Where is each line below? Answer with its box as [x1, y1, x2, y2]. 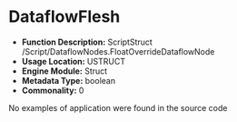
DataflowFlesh [8, 6, 121, 27]
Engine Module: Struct [21, 66, 108, 76]
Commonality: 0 [21, 85, 84, 96]
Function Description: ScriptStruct [21, 36, 153, 47]
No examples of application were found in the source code [8, 102, 228, 113]
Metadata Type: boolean [21, 75, 115, 86]
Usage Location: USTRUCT [21, 56, 126, 66]
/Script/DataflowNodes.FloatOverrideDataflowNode [21, 46, 215, 56]
